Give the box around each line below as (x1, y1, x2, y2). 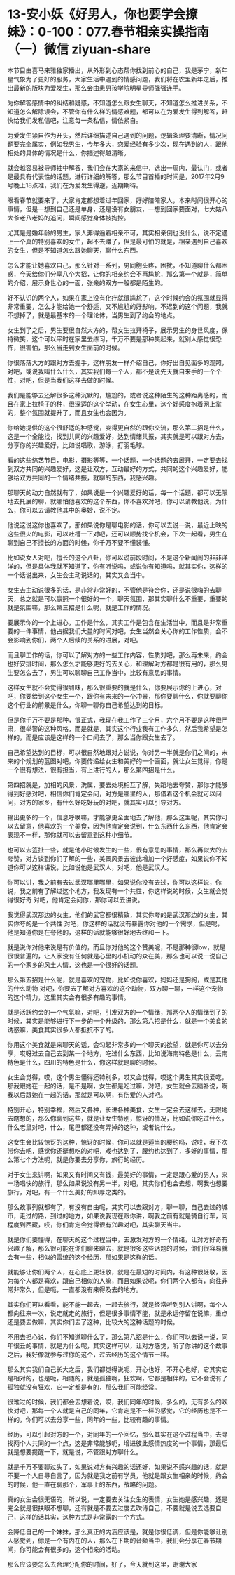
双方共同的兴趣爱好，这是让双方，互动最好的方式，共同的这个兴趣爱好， (13, 464, 222, 473)
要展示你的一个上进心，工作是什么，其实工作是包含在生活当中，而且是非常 (7, 618, 222, 626)
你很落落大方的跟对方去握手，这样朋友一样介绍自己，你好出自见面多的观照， (7, 358, 228, 367)
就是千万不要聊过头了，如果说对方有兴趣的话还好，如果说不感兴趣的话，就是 (7, 1462, 228, 1471)
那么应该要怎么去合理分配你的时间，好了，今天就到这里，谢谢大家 (7, 1560, 197, 1568)
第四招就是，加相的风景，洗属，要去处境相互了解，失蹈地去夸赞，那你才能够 (7, 780, 228, 789)
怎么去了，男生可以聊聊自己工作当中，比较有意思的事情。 (19, 668, 185, 676)
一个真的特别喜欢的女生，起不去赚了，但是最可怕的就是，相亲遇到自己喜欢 (13, 237, 228, 246)
